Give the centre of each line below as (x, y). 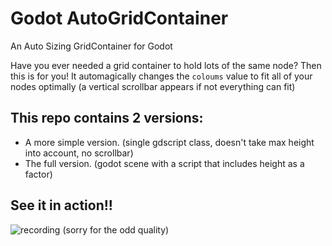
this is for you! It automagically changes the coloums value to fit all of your (161, 76)
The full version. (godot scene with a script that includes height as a (164, 163)
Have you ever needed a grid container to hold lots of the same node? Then (166, 65)
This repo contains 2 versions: (107, 118)
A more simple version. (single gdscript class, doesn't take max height (169, 142)
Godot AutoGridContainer (119, 18)
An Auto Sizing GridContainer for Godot (91, 46)
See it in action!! (61, 205)
